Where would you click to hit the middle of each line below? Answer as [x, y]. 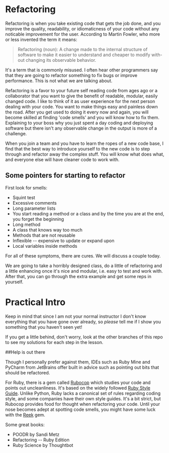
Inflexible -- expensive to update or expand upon [63, 240]
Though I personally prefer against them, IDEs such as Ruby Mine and [78, 362]
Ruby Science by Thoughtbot [43, 445]
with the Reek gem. [25, 414]
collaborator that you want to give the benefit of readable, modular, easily [81, 96]
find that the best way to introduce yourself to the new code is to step [78, 148]
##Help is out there [25, 352]
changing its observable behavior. [61, 60]
